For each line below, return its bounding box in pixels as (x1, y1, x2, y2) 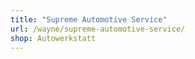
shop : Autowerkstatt (10, 33, 97, 43)
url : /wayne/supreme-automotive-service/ (10, 24, 186, 34)
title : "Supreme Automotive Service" (10, 14, 168, 25)
